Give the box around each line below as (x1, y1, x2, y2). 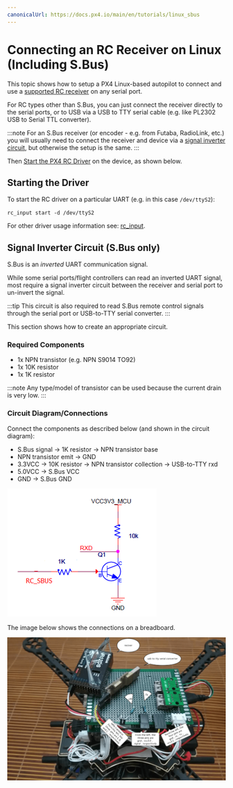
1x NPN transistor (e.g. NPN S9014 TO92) (17, 356, 136, 364)
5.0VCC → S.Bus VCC (17, 467, 80, 475)
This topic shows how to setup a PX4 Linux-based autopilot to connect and (7, 80, 222, 88)
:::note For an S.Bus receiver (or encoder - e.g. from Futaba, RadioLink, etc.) (7, 128, 225, 137)
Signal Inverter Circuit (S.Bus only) (7, 241, 161, 253)
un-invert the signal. (7, 289, 65, 297)
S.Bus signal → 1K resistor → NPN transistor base (17, 445, 158, 454)
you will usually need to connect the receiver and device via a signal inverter (7, 136, 226, 144)
